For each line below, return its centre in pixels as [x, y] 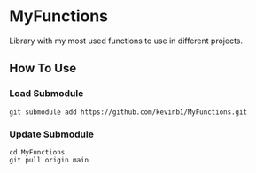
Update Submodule [52, 134]
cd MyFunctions [37, 152]
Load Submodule [47, 94]
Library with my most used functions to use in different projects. [126, 41]
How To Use [43, 68]
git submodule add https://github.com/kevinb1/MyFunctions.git [128, 112]
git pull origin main [49, 160]
